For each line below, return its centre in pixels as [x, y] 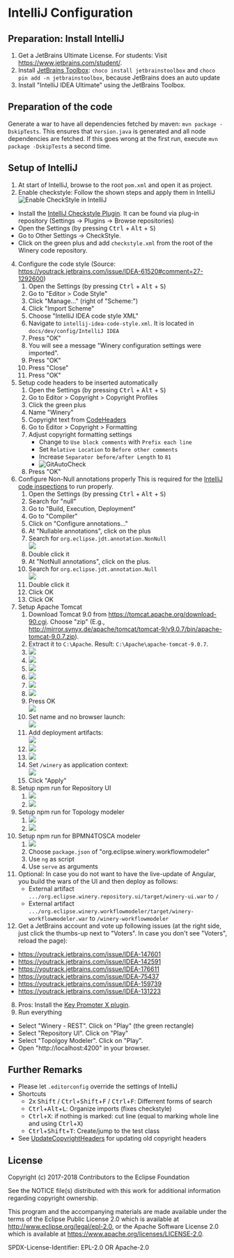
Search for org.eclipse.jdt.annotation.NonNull [97, 538]
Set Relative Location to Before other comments [108, 449]
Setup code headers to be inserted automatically [88, 383]
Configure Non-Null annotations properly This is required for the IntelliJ [120, 479]
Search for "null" [52, 501]
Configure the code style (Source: [67, 264]
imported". [44, 353]
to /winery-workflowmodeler [129, 918]
